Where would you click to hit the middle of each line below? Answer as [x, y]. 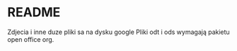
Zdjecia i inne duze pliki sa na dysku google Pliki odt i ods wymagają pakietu [118, 32]
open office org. [31, 39]
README [34, 12]
